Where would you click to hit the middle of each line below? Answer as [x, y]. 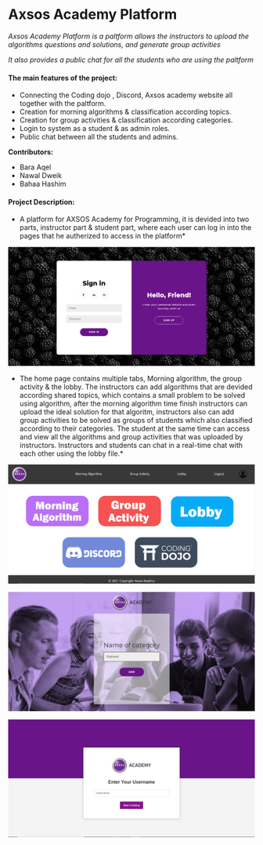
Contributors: [31, 152]
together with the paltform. [63, 104]
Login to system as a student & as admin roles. [95, 129]
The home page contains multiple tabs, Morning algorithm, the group [131, 378]
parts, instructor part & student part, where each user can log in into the [135, 228]
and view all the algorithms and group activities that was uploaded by [131, 436]
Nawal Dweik [41, 176]
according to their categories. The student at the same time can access [135, 428]
